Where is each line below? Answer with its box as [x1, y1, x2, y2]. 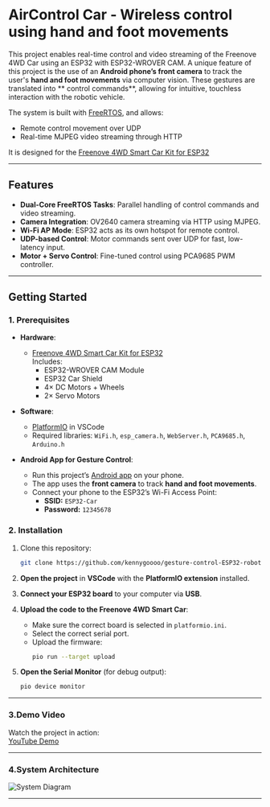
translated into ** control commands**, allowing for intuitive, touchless [8, 83, 242, 93]
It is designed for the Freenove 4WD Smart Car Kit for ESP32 [8, 147, 210, 157]
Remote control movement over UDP [19, 123, 141, 133]
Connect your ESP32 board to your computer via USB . [19, 589, 202, 599]
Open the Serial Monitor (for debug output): [19, 667, 167, 677]
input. [46, 242, 66, 252]
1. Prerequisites [8, 315, 70, 326]
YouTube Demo [8, 736, 59, 746]
